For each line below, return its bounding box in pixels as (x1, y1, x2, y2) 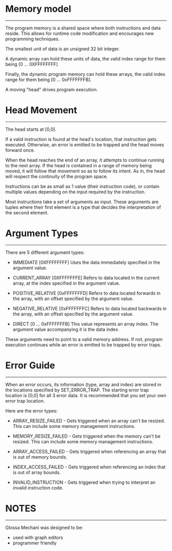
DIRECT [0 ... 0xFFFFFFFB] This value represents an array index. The (12, 321, 159, 327)
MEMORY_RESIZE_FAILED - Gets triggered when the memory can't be (12, 433, 161, 439)
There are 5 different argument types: (5, 249, 85, 255)
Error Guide (5, 360, 55, 371)
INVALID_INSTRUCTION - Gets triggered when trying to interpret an (12, 479, 156, 485)
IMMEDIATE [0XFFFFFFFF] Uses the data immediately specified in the (12, 259, 160, 265)
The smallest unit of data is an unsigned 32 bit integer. (5, 46, 120, 52)
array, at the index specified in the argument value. (12, 280, 120, 286)
